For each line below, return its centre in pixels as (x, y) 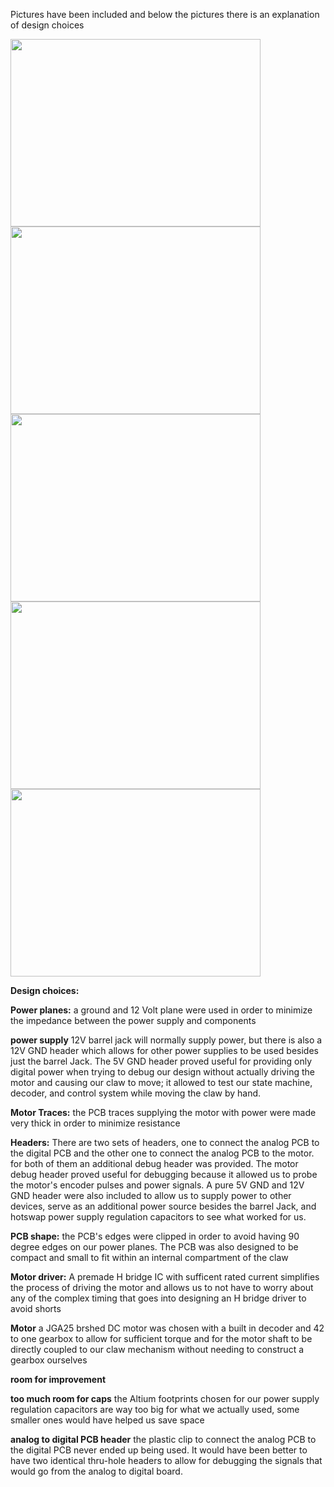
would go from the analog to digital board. (96, 1471)
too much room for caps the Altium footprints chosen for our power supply (165, 1398)
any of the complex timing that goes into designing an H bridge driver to (158, 1298)
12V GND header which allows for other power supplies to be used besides (164, 1050)
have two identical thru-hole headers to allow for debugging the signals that (166, 1460)
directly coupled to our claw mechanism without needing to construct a (157, 1349)
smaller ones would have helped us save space (107, 1420)
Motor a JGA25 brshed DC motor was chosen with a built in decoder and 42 (167, 1328)
